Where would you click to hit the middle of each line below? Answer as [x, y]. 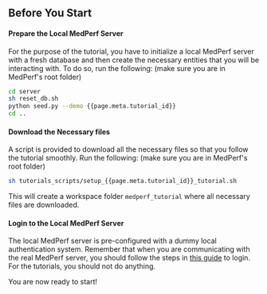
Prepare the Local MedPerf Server [66, 33]
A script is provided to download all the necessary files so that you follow [128, 149]
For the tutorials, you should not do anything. [82, 266]
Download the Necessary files [59, 132]
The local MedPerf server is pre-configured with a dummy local [112, 241]
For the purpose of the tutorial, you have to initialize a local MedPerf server [132, 51]
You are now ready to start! [53, 282]
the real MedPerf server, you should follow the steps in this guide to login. [130, 258]
